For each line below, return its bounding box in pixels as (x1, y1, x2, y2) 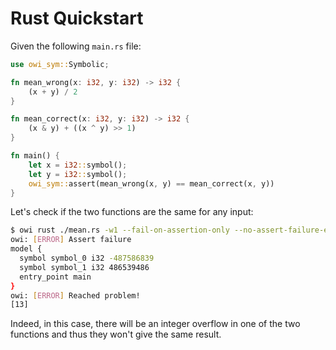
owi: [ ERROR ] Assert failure (10, 235, 132, 245)
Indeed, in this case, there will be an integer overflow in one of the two (10, 318, 301, 330)
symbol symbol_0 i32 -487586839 (19, 253, 155, 264)
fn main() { (10, 151, 60, 161)
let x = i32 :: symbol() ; (28, 160, 128, 170)
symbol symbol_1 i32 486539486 (19, 262, 150, 272)
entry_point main (19, 272, 92, 282)
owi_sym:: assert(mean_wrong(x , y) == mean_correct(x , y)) (28, 178, 275, 189)
